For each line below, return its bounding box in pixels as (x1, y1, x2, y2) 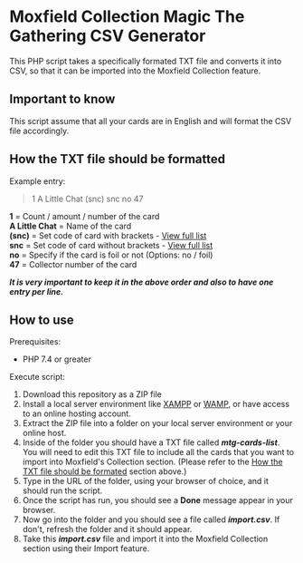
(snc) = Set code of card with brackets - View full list (9, 229, 207, 241)
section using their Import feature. (22, 543, 150, 554)
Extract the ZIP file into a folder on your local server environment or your (22, 418, 293, 429)
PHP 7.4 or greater (22, 354, 92, 364)
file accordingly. (9, 125, 70, 136)
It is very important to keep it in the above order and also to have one (9, 277, 274, 287)
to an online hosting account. (22, 408, 131, 419)
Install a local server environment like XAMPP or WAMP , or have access (22, 399, 290, 410)
